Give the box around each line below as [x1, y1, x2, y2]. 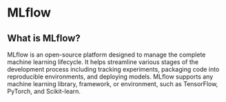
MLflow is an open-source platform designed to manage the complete [7, 50, 206, 59]
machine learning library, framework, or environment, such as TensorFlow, [7, 80, 218, 88]
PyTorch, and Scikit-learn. [7, 88, 81, 95]
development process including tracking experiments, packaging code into [7, 65, 220, 73]
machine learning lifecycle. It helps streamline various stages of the [7, 58, 198, 66]
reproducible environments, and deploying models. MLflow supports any [7, 72, 214, 81]
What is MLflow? [7, 32, 81, 44]
